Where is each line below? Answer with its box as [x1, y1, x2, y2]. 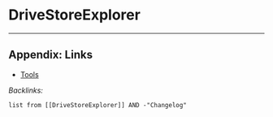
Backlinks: [8, 85, 43, 95]
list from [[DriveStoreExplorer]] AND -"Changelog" [8, 101, 187, 109]
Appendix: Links [8, 48, 93, 62]
